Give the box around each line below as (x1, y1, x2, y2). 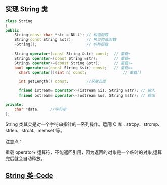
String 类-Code (5, 171, 54, 180)
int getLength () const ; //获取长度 (18, 79, 106, 84)
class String (5, 18, 33, 24)
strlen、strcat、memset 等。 (5, 127, 65, 133)
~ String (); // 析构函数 (14, 42, 108, 47)
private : (5, 102, 24, 107)
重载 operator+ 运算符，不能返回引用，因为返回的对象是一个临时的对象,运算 (5, 149, 162, 155)
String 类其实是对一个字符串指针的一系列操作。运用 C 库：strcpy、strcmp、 (5, 121, 163, 127)
